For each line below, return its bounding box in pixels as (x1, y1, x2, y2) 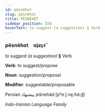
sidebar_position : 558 (5, 21, 52, 26)
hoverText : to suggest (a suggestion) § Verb (5, 26, 100, 31)
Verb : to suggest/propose (5, 63, 58, 69)
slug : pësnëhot (5, 12, 36, 17)
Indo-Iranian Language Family (5, 102, 67, 108)
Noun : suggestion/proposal (5, 72, 61, 78)
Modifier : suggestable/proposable (5, 82, 75, 88)
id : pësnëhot (5, 7, 32, 12)
